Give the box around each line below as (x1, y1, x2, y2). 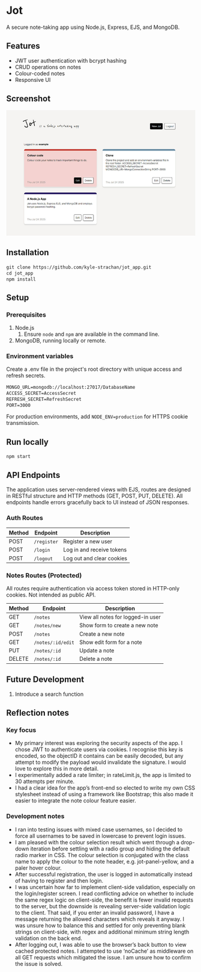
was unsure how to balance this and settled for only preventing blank (14, 921, 186, 929)
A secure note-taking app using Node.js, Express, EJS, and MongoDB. (6, 23, 180, 31)
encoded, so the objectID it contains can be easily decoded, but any (14, 752, 184, 760)
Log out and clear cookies (63, 554, 128, 562)
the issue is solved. (14, 960, 63, 967)
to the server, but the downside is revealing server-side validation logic (14, 902, 191, 909)
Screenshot (6, 94, 51, 104)
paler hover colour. (14, 864, 62, 871)
